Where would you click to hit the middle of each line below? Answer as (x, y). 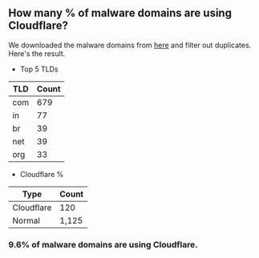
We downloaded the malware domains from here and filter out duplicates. (130, 45)
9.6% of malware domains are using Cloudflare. (103, 244)
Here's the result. (37, 53)
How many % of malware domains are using (120, 13)
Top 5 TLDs (39, 69)
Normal (26, 220)
